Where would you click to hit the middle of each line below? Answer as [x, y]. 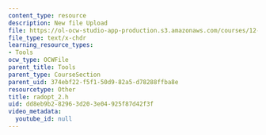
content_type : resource [47, 15]
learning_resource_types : [51, 45]
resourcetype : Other [42, 89]
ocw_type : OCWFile [38, 60]
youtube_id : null [44, 119]
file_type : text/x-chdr [47, 38]
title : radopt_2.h [38, 97]
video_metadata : [35, 112]
